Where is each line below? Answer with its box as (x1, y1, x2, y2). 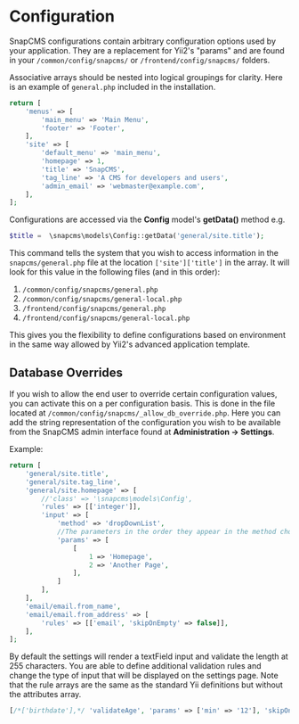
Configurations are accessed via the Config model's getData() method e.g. (9, 214, 286, 225)
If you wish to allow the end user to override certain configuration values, (9, 389, 278, 399)
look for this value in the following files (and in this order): (9, 267, 221, 277)
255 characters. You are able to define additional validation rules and (9, 661, 262, 671)
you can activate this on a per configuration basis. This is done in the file (9, 399, 276, 408)
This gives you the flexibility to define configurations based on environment (9, 330, 287, 341)
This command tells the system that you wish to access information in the (9, 248, 279, 259)
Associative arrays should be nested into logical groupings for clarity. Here (9, 71, 283, 82)
